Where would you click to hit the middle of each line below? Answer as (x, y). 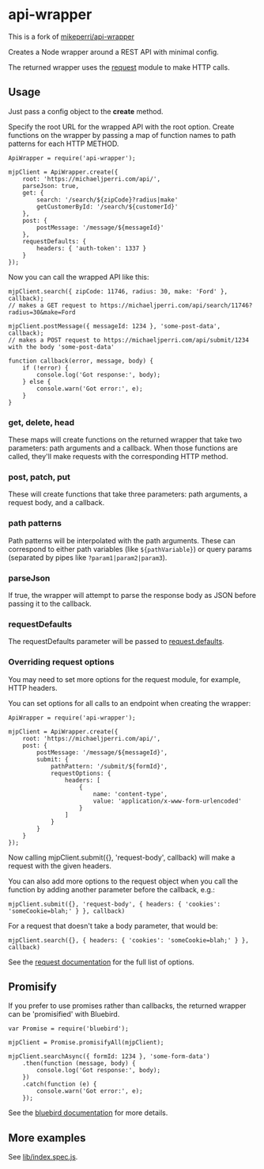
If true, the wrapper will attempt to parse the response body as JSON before (132, 595)
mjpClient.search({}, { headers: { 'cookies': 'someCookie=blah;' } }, (128, 940)
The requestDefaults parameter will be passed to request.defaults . (116, 642)
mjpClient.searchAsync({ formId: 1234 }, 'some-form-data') (109, 1056)
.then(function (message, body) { (79, 1064)
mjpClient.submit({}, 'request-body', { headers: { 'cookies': (115, 904)
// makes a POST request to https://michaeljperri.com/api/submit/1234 (128, 340)
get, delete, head (41, 422)
